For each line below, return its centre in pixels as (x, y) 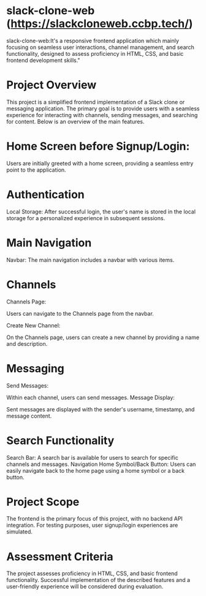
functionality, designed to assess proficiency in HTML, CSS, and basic (95, 53)
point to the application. (36, 170)
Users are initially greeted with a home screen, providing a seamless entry (100, 163)
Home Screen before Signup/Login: (98, 146)
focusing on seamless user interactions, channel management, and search (101, 47)
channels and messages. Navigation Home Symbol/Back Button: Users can (101, 464)
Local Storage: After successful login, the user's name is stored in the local (101, 212)
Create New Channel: (33, 325)
